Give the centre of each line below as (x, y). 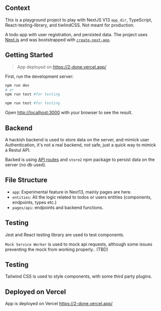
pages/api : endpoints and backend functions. (58, 207)
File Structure (26, 180)
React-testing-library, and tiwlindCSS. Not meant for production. (70, 25)
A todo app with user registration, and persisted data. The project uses (76, 34)
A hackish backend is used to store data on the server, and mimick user (77, 139)
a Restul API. (18, 150)
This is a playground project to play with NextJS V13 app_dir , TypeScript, (79, 20)
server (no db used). (26, 165)
